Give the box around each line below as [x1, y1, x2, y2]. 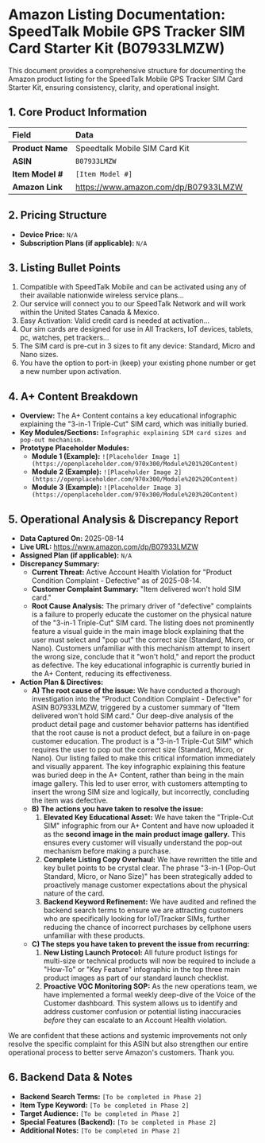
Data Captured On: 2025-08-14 [19, 534, 125, 542]
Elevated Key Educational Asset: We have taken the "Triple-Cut [43, 813, 254, 822]
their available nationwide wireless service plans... [19, 290, 185, 300]
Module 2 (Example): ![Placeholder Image [31, 467, 171, 476]
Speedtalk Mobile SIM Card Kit [75, 142, 190, 154]
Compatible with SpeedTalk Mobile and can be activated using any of [19, 282, 248, 292]
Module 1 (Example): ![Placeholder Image [31, 452, 171, 461]
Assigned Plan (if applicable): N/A [19, 550, 132, 560]
